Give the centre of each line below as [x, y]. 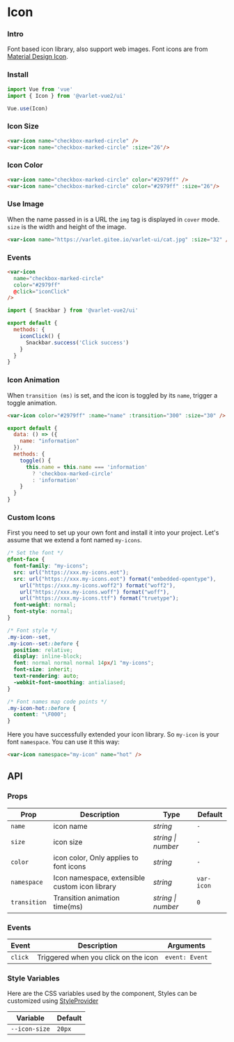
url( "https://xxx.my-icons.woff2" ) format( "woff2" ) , [98, 585]
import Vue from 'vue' [40, 89]
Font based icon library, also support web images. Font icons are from [108, 49]
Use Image [25, 204]
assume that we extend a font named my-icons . [75, 540]
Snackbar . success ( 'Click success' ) [77, 342]
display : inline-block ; [48, 657]
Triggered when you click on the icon [98, 957]
